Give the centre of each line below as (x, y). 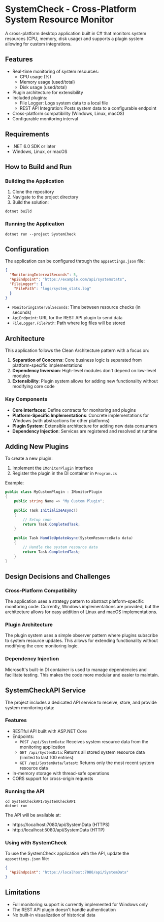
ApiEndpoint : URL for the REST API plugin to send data (67, 318)
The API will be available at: (33, 815)
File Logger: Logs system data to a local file (64, 103)
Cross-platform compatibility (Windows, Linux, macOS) (68, 113)
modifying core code (33, 387)
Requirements (27, 134)
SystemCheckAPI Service (46, 691)
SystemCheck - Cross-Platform (71, 9)
